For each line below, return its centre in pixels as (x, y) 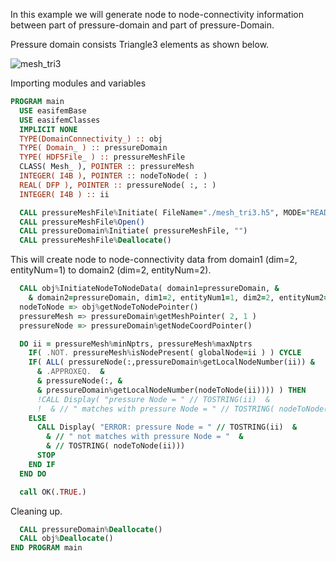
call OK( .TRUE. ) (53, 492)
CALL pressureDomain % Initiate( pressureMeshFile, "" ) (133, 231)
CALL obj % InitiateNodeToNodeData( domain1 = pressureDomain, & (149, 289)
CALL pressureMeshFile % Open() (82, 222)
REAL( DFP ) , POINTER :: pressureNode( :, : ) (118, 185)
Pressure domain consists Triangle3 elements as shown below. (140, 44)
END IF (42, 464)
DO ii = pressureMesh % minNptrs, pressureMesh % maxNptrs (136, 344)
